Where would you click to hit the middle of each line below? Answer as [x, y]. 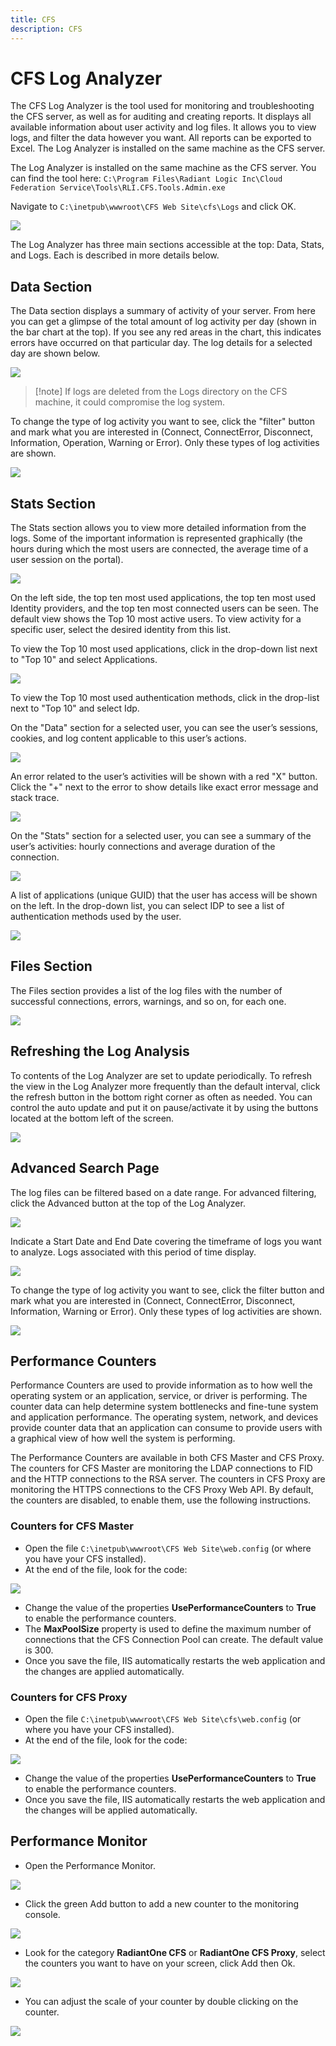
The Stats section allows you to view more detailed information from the [158, 528]
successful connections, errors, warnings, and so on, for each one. [148, 1001]
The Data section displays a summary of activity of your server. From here [163, 311]
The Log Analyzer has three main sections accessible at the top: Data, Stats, [167, 245]
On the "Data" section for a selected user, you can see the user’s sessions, [164, 728]
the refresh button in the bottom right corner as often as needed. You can [161, 1097]
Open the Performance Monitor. [90, 1865]
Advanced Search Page [85, 1168]
